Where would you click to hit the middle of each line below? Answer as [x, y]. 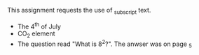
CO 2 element [36, 34]
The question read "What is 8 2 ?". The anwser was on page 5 [105, 44]
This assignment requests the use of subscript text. [79, 11]
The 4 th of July [39, 26]
